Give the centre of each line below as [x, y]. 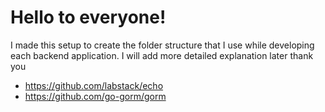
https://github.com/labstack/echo [94, 85]
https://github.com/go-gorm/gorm [95, 96]
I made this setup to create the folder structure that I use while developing [162, 45]
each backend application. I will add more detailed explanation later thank [162, 55]
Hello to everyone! [88, 17]
